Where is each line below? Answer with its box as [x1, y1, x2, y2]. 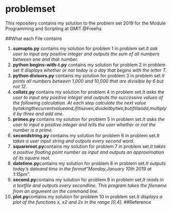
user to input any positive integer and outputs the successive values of [12, 94, 163, 100]
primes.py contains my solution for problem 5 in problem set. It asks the [12, 116, 165, 122]
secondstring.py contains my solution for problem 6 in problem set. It [12, 132, 160, 138]
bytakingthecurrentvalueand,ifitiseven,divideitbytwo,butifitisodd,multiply [12, 105, 167, 111]
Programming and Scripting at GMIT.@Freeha [5, 25, 102, 31]
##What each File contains [5, 35, 62, 41]
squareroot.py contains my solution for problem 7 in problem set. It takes [12, 143, 166, 149]
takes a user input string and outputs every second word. [12, 138, 135, 144]
